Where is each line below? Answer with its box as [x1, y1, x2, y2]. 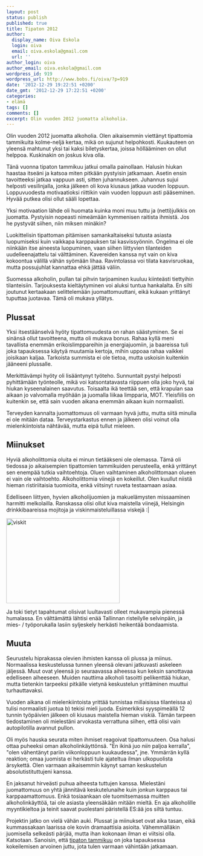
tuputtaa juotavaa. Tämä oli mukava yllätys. [6, 294, 114, 302]
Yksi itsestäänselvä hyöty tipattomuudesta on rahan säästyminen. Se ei [6, 328, 184, 336]
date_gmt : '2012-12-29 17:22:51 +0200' [6, 88, 107, 94]
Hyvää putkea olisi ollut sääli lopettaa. [6, 195, 100, 203]
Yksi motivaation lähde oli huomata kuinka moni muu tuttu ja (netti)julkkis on [6, 207, 196, 215]
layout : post [6, 8, 39, 15]
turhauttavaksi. [6, 687, 43, 694]
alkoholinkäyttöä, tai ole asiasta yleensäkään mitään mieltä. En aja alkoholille [6, 799, 196, 806]
